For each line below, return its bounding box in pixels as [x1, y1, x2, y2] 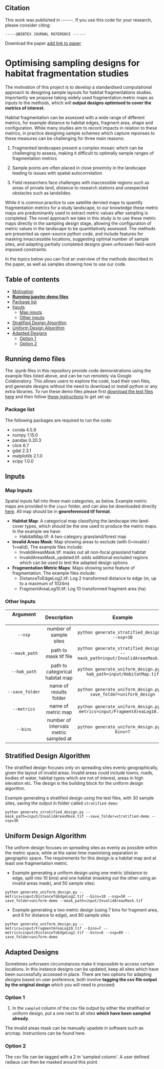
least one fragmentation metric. [5, 860, 68, 866]
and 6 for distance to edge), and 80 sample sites [12, 912, 110, 918]
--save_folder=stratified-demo [85, 814, 150, 819]
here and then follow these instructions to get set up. [5, 394, 111, 400]
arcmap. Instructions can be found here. [5, 1030, 86, 1036]
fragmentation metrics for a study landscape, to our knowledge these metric [5, 205, 159, 211]
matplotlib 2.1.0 [12, 453, 43, 458]
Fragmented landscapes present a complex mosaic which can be [12, 145, 143, 151]
